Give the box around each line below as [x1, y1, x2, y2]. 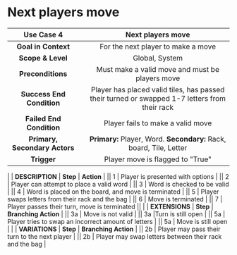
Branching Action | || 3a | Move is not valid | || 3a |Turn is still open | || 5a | [7, 209, 226, 218]
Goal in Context [16, 42, 71, 51]
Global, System [133, 53, 183, 63]
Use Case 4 [23, 30, 63, 39]
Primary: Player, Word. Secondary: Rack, [89, 134, 226, 144]
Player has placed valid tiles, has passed [90, 85, 225, 94]
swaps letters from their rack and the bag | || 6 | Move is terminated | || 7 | [7, 194, 223, 203]
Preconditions [18, 68, 68, 78]
